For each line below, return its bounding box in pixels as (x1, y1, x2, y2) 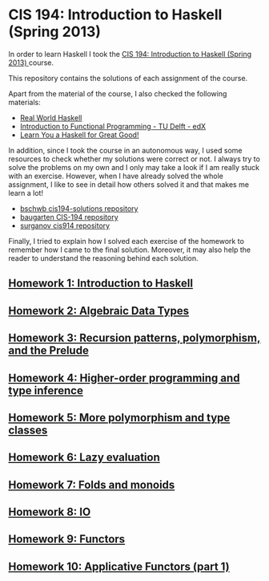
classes (8, 423, 48, 437)
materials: (8, 97, 42, 107)
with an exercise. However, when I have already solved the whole (8, 171, 224, 181)
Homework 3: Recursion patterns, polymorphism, (8, 331, 261, 345)
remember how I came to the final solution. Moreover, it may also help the (8, 245, 251, 254)
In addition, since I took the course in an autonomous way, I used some (8, 145, 243, 155)
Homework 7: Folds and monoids (8, 477, 175, 491)
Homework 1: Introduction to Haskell (8, 277, 194, 290)
